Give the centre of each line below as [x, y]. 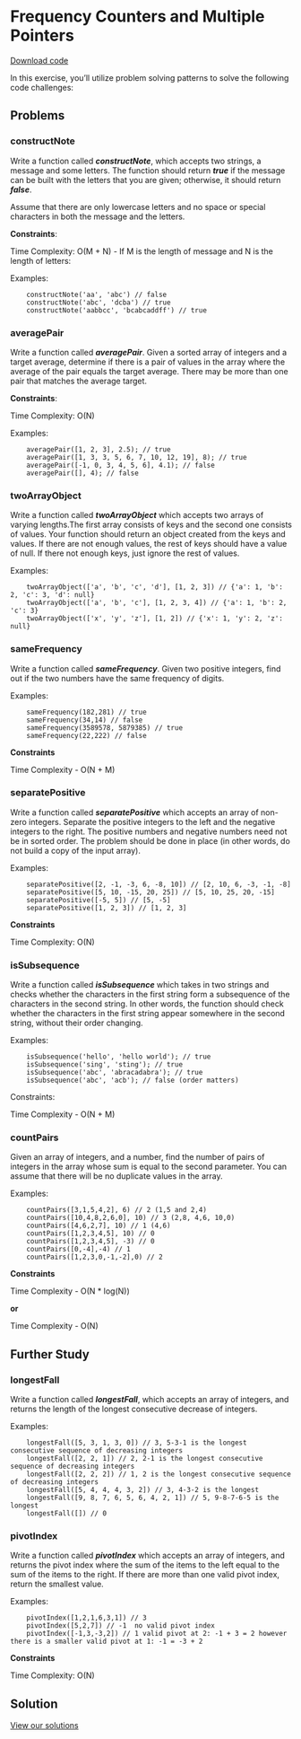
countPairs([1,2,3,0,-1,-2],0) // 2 [95, 1257]
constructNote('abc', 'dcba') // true [99, 303]
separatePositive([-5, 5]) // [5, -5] [99, 900]
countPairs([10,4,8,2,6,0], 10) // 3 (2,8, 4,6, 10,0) [131, 1218]
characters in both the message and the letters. [98, 216]
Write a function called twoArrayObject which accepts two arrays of [137, 515]
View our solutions [44, 1726]
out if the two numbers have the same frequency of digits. [117, 678]
